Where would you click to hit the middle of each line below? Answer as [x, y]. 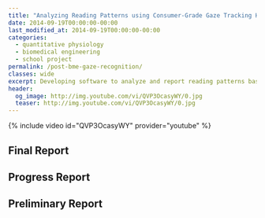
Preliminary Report [55, 204]
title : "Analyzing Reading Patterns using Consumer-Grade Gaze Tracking [130, 15]
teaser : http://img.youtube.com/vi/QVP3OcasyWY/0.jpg [105, 103]
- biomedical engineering [58, 52]
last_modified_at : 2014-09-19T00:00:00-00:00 [84, 30]
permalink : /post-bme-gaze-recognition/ [76, 67]
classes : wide [32, 74]
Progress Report [49, 177]
